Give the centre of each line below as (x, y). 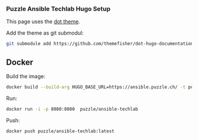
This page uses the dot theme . (43, 22)
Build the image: (26, 76)
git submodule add (29, 44)
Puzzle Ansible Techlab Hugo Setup (58, 9)
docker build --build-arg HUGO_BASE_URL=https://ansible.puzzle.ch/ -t (96, 87)
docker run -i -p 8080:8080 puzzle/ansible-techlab (72, 109)
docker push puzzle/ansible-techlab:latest (60, 131)
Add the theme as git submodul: (45, 33)
